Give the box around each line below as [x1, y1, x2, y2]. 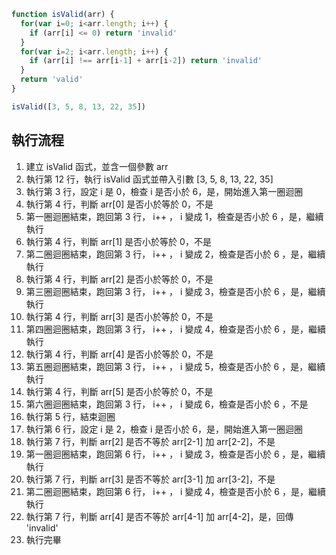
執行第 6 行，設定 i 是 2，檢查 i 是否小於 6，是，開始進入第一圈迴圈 [25, 423, 303, 435]
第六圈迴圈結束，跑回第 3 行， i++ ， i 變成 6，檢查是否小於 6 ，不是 [25, 398, 309, 410]
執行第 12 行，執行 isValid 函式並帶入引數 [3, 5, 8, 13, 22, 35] [25, 173, 274, 185]
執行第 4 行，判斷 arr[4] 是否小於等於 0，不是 [25, 348, 214, 360]
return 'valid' [20, 75, 84, 85]
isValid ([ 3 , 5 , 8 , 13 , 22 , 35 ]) [11, 101, 146, 112]
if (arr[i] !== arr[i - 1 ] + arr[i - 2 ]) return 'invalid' [29, 56, 263, 66]
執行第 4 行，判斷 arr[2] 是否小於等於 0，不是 [25, 273, 214, 285]
